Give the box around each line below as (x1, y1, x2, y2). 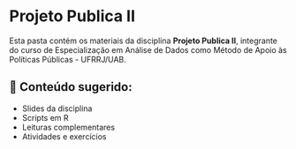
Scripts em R (21, 112, 69, 123)
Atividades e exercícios (21, 130, 107, 142)
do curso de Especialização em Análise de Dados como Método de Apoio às (9, 44, 287, 55)
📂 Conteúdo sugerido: (9, 79, 133, 94)
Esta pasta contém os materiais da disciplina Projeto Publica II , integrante (9, 35, 278, 46)
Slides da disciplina (21, 103, 93, 114)
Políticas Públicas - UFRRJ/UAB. (9, 54, 126, 64)
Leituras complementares (21, 122, 116, 132)
